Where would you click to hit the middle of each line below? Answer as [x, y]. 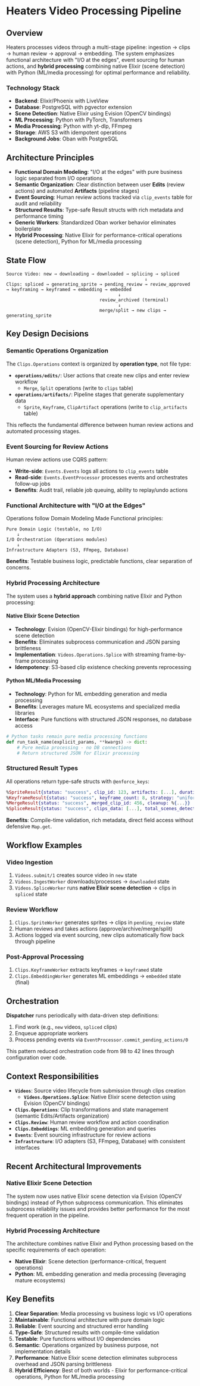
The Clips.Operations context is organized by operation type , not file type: [99, 364]
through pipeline [35, 941]
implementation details [43, 1351]
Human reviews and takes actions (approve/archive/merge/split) [93, 929]
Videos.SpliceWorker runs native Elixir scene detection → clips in [96, 888]
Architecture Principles [50, 157]
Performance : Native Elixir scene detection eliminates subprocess [96, 1357]
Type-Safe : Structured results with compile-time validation [87, 1332]
